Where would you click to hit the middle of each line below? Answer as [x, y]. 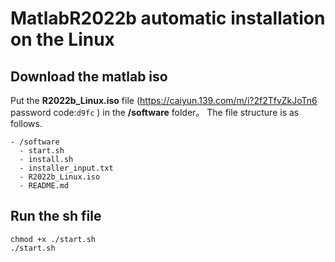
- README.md [44, 186]
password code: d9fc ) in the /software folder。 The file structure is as [155, 112]
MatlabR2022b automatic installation [168, 18]
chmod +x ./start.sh [53, 239]
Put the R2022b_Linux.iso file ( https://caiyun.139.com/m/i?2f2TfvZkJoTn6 [164, 100]
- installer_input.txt [66, 168]
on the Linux [62, 39]
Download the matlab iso [89, 76]
